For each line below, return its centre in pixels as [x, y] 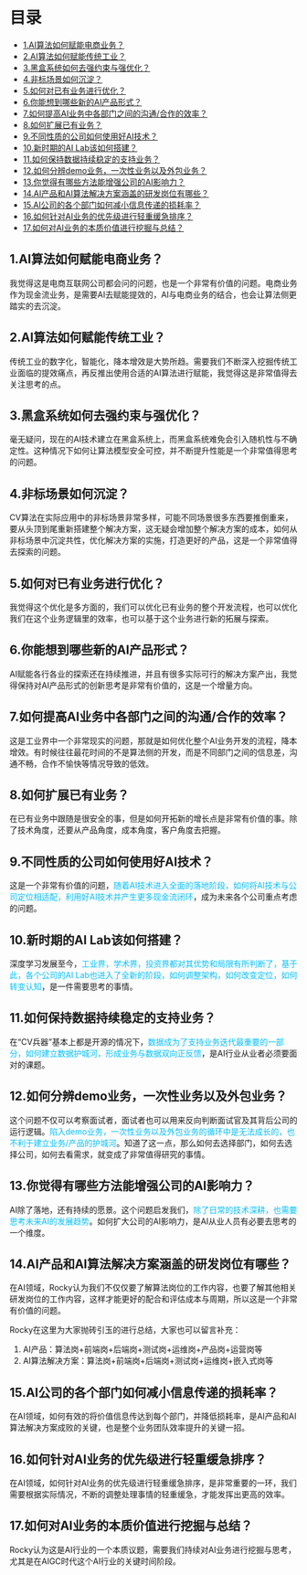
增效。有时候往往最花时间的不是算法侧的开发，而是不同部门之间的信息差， [149, 752]
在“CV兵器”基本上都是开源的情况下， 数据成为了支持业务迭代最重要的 [139, 1041]
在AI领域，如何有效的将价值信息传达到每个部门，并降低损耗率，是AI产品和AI [153, 1416]
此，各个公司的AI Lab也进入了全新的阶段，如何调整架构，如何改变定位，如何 [153, 975]
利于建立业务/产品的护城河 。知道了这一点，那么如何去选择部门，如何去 [151, 1143]
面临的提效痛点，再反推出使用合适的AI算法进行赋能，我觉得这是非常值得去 [157, 372]
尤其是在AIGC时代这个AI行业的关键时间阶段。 [95, 1561]
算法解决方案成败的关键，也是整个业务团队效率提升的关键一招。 [129, 1428]
